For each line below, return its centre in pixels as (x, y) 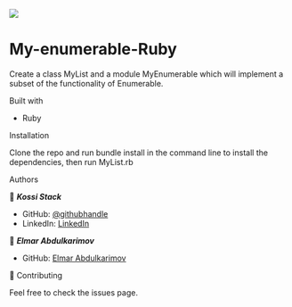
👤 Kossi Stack (36, 196)
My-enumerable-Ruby (93, 50)
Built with (26, 100)
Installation (29, 135)
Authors (24, 179)
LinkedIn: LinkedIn (56, 223)
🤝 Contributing (36, 275)
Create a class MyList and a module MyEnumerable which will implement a (146, 74)
